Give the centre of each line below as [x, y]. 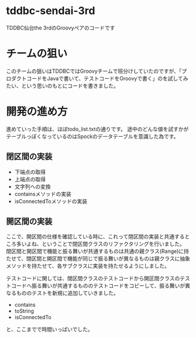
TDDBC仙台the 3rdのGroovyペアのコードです [61, 28]
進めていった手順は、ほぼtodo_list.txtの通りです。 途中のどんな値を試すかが [97, 129]
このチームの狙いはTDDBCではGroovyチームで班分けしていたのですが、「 [94, 71]
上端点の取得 [30, 179]
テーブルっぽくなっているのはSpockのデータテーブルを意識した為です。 [92, 136]
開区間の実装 [29, 222]
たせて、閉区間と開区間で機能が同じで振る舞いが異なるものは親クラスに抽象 [98, 259]
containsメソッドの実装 [43, 194]
